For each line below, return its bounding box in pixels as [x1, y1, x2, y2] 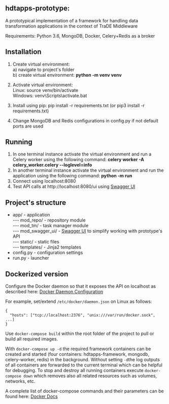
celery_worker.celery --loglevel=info [12, 162, 92, 168]
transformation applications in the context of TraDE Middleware [5, 23, 138, 29]
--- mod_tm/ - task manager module [12, 223, 89, 229]
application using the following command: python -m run [12, 173, 132, 179]
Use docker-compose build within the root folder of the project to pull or [5, 330, 154, 337]
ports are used [12, 123, 44, 129]
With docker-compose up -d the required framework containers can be [5, 346, 151, 352]
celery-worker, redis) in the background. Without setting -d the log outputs [5, 357, 160, 363]
